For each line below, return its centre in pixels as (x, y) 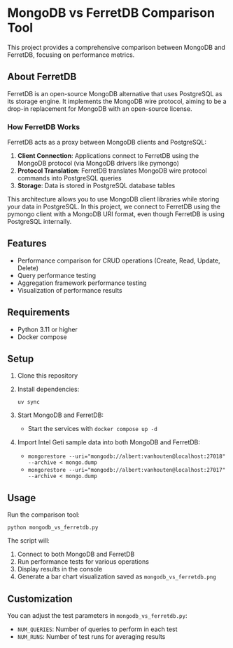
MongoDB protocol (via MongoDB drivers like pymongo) (98, 164)
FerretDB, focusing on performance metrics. (71, 55)
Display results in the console (60, 569)
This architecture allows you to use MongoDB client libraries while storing (113, 199)
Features (27, 244)
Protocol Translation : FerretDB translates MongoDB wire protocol (112, 171)
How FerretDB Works (44, 126)
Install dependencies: (48, 389)
